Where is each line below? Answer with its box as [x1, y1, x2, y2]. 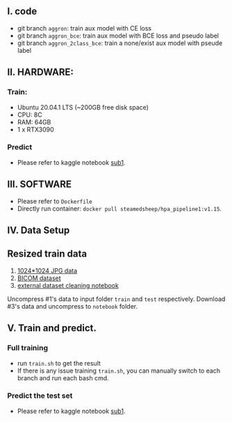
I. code [7, 6, 38, 17]
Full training [7, 343, 49, 353]
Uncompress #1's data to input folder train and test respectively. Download [7, 295, 226, 303]
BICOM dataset [17, 274, 61, 282]
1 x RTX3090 [17, 125, 54, 133]
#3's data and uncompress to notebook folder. [7, 302, 138, 310]
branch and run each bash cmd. [17, 373, 109, 382]
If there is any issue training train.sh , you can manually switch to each [17, 366, 221, 375]
